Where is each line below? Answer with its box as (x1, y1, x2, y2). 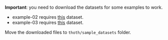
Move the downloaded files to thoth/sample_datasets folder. (5, 29, 131, 35)
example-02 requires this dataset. (12, 14, 84, 20)
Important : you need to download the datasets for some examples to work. (5, 5, 163, 10)
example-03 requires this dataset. (12, 20, 84, 25)
